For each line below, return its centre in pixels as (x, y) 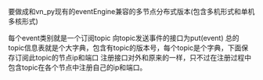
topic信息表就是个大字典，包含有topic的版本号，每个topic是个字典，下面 (125, 48)
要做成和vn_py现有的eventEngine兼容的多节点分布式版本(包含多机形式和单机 (131, 11)
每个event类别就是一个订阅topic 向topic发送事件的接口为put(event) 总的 (124, 38)
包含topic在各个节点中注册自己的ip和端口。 (77, 67)
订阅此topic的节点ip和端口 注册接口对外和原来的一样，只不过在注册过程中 (133, 58)
